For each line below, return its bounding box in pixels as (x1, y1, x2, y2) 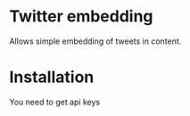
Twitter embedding (9, 6, 153, 27)
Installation (9, 67, 95, 87)
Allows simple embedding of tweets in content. (9, 36, 182, 46)
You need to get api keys (9, 96, 101, 107)
